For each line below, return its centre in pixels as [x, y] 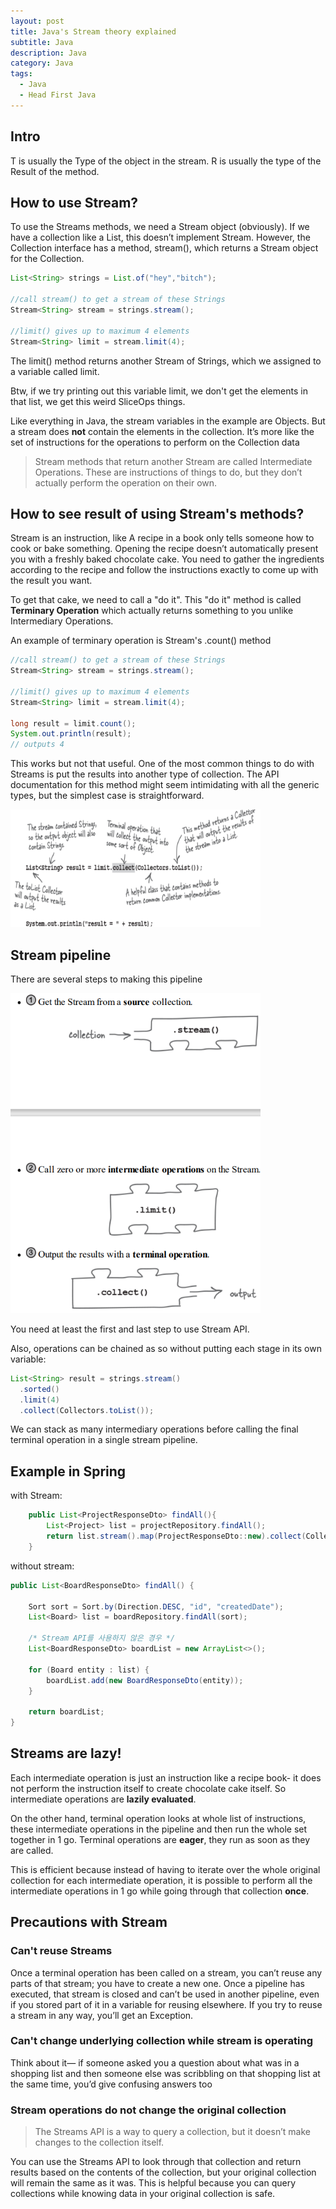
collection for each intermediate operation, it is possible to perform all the [161, 1880]
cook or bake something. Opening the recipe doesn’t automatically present [164, 549]
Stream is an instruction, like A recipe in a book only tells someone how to [162, 538]
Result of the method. [55, 171]
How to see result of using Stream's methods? [157, 513]
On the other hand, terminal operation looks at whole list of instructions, [158, 1818]
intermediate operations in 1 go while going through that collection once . [160, 1891]
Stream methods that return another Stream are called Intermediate [173, 461]
